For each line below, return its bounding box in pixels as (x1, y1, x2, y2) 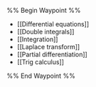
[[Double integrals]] (16, 28, 75, 36)
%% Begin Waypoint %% (6, 6, 81, 14)
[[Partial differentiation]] (16, 50, 88, 58)
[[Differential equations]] (16, 20, 90, 28)
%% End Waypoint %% (6, 71, 75, 80)
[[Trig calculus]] (16, 58, 65, 66)
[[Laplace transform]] (16, 43, 80, 51)
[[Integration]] (16, 35, 58, 43)
